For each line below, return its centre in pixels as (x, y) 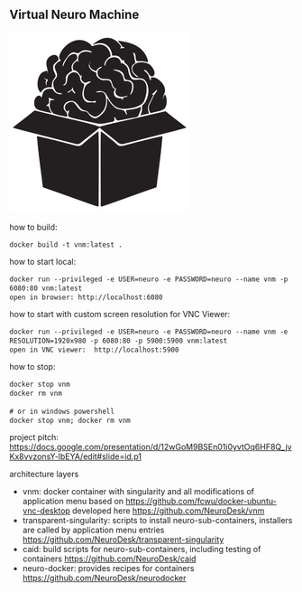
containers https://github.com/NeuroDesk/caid (109, 559)
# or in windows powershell (62, 411)
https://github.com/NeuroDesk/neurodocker (104, 578)
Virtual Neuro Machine (74, 15)
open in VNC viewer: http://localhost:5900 (94, 350)
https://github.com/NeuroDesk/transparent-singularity (123, 539)
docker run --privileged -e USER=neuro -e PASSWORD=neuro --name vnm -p (149, 279)
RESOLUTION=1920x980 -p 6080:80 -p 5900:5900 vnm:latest (119, 341)
